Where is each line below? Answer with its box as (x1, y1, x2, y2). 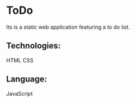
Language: (6, 74, 47, 84)
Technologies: (6, 41, 61, 51)
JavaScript (6, 90, 33, 97)
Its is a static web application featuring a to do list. (6, 23, 130, 31)
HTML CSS (6, 56, 34, 63)
